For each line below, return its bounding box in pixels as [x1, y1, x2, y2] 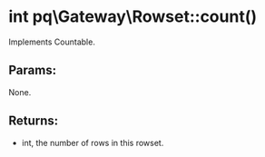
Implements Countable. [8, 36, 96, 47]
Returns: [8, 113, 59, 129]
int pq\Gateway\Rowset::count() [8, 6, 258, 27]
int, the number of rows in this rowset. [21, 137, 164, 148]
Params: [8, 63, 56, 78]
